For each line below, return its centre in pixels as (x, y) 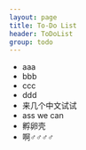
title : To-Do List (43, 26)
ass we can (43, 116)
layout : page (33, 17)
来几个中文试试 (49, 106)
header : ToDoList (41, 34)
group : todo (31, 42)
